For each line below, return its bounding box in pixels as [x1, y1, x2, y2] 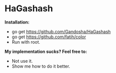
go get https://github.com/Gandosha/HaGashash [11, 28, 111, 34]
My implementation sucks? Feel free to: [4, 49, 87, 54]
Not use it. [11, 58, 33, 64]
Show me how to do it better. [11, 63, 70, 69]
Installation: [4, 19, 30, 25]
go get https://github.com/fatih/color [11, 34, 87, 40]
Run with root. [11, 39, 40, 45]
